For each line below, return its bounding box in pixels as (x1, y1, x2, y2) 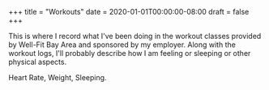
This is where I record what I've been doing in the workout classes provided (8, 32, 262, 41)
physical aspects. (8, 57, 67, 66)
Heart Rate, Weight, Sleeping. (8, 73, 107, 82)
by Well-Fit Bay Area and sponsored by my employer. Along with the (8, 40, 237, 49)
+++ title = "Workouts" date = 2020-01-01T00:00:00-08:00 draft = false (8, 7, 250, 16)
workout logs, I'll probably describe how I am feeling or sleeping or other (8, 49, 251, 58)
